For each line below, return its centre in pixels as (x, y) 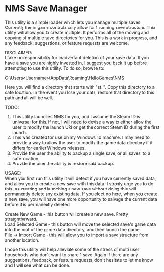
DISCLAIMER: (19, 53)
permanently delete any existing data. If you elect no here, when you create (81, 194)
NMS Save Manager (46, 9)
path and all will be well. (29, 97)
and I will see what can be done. (37, 265)
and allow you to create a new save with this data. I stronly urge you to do (79, 183)
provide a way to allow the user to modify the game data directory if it (82, 142)
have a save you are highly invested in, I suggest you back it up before (76, 63)
